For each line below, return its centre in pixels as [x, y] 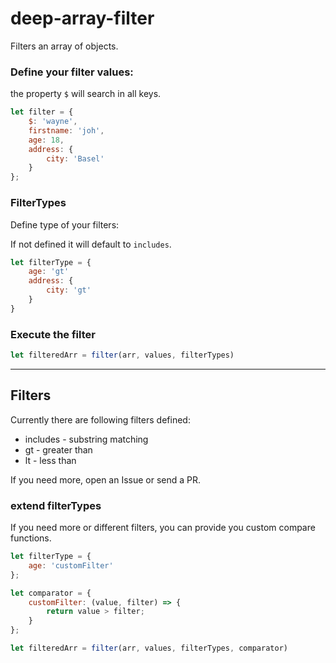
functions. [31, 538]
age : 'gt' [49, 272]
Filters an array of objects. [64, 46]
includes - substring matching [86, 439]
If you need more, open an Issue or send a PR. [106, 479]
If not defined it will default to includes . [91, 244]
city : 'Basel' [75, 158]
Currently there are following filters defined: [100, 419]
